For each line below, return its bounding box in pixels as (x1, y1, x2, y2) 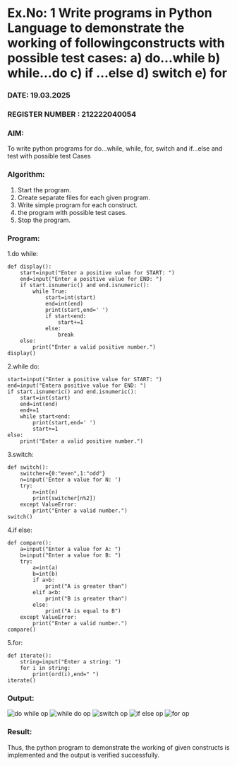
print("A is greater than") (44, 582, 128, 590)
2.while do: (7, 362, 40, 371)
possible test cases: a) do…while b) (7, 50, 221, 66)
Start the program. (17, 185, 72, 194)
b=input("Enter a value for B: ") (20, 552, 121, 559)
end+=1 (20, 407, 39, 414)
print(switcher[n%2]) (32, 494, 97, 501)
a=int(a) (32, 564, 59, 571)
